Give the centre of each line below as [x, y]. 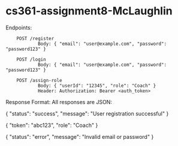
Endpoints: [19, 28]
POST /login [31, 59]
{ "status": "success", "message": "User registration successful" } [87, 113]
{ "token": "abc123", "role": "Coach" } [52, 125]
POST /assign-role [39, 80]
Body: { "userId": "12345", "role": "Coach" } [97, 86]
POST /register [35, 38]
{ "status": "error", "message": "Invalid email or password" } [80, 136]
